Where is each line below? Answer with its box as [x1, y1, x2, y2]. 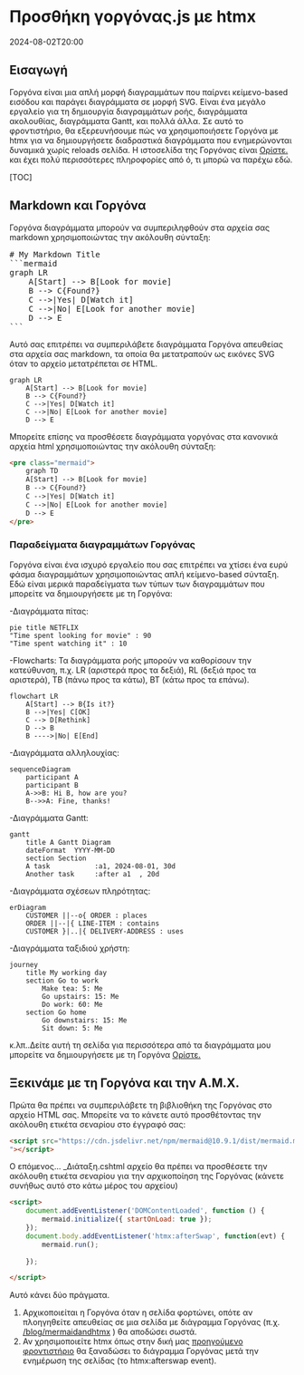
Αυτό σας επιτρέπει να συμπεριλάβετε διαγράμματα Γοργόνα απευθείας [9, 338, 283, 350]
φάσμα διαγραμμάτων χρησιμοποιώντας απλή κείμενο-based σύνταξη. [9, 568, 280, 579]
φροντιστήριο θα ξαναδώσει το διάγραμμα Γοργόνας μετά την [22, 1346, 260, 1357]
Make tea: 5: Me [42, 983, 103, 993]
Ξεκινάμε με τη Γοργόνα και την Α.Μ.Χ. [9, 1076, 240, 1091]
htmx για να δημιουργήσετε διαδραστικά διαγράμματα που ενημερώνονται [9, 134, 292, 146]
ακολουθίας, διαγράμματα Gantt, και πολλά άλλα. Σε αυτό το [9, 115, 244, 126]
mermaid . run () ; [42, 1240, 100, 1249]
